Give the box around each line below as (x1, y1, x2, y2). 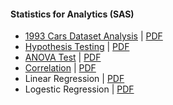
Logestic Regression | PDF (24, 83, 135, 95)
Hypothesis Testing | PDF (24, 41, 130, 53)
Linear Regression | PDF (24, 73, 125, 85)
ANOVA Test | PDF (24, 51, 102, 64)
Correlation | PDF (24, 62, 97, 74)
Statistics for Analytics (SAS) (10, 8, 135, 20)
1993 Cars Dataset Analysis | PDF (24, 30, 163, 42)
